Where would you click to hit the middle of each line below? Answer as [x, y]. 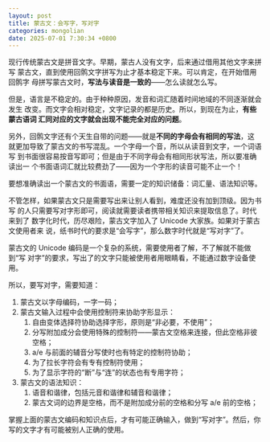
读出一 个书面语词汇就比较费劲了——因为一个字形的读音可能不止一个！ [125, 166]
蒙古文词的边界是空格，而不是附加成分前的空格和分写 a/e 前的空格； [145, 403]
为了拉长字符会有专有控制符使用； [88, 362]
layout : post [30, 16]
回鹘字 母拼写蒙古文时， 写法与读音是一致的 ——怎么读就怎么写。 [115, 82]
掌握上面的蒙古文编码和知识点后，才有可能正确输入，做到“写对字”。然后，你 [135, 419]
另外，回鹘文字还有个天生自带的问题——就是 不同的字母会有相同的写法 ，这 [131, 137]
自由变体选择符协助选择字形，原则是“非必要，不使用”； [123, 322]
